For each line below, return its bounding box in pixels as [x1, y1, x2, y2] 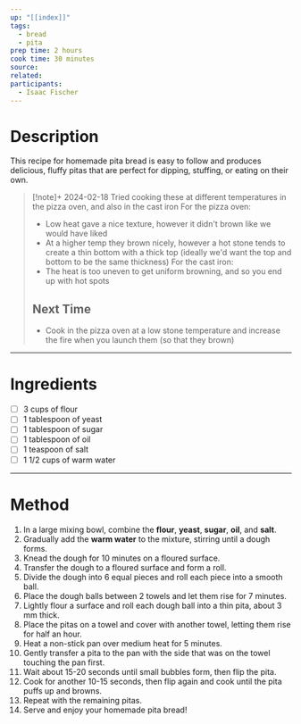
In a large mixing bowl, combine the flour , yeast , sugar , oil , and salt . [22, 524, 277, 535]
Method [10, 495, 70, 514]
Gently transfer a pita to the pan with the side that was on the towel [22, 647, 271, 658]
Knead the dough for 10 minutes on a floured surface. [22, 553, 221, 563]
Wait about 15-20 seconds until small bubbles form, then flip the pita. [22, 666, 277, 677]
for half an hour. [22, 628, 83, 639]
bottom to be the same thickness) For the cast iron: [45, 256, 234, 268]
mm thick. [22, 609, 61, 620]
